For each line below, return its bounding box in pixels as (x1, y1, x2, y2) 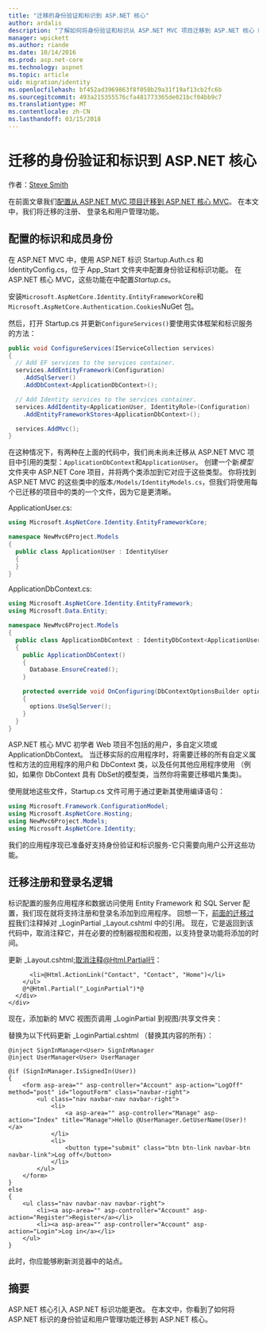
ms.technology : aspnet (8, 64, 83, 72)
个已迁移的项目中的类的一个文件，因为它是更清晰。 (8, 487, 176, 497)
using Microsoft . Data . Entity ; (8, 607, 109, 615)
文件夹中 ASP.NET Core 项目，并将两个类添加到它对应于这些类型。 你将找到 (8, 467, 257, 477)
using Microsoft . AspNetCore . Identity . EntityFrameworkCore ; (8, 519, 208, 527)
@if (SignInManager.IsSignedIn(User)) (8, 1067, 137, 1075)
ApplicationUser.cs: (8, 503, 73, 513)
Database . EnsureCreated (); (29, 666, 119, 674)
